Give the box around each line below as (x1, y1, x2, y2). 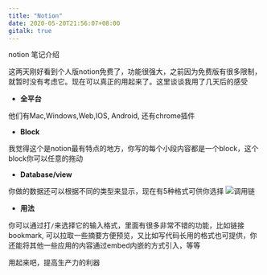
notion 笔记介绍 (8, 50, 60, 60)
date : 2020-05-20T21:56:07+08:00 (8, 19, 121, 27)
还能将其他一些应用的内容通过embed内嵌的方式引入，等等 (8, 240, 201, 250)
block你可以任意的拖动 (8, 154, 84, 163)
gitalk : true (8, 27, 52, 35)
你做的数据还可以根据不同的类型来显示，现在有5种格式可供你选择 (8, 187, 224, 196)
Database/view (19, 170, 72, 179)
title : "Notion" (8, 11, 63, 20)
